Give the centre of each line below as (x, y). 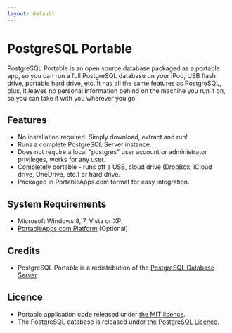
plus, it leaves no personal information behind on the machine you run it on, (117, 90)
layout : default (31, 14)
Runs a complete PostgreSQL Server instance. (84, 144)
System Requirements (57, 204)
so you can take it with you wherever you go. (72, 98)
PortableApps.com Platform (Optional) (73, 229)
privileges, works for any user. (61, 160)
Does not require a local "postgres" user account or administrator (112, 152)
